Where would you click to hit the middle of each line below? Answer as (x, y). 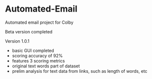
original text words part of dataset (46, 66)
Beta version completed (29, 32)
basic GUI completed (33, 50)
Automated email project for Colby (39, 22)
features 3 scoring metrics (38, 61)
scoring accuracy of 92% (37, 55)
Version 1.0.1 (17, 41)
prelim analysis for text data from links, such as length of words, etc (80, 71)
